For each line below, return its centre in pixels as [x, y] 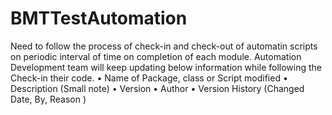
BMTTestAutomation [99, 18]
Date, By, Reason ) [48, 99]
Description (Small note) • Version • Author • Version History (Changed [157, 88]
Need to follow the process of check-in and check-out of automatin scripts [164, 46]
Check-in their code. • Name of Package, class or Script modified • [149, 78]
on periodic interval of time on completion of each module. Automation [156, 56]
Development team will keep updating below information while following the [166, 67]
